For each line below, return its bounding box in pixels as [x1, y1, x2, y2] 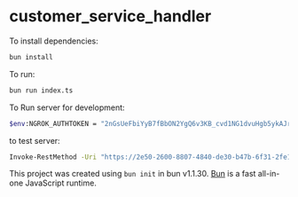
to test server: [9, 135, 60, 146]
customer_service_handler [9, 6, 212, 27]
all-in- [257, 169, 280, 179]
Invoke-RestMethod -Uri [9, 153, 98, 162]
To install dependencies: [9, 35, 99, 46]
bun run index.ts [9, 86, 74, 95]
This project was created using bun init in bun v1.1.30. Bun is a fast [9, 169, 256, 179]
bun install [9, 52, 53, 61]
